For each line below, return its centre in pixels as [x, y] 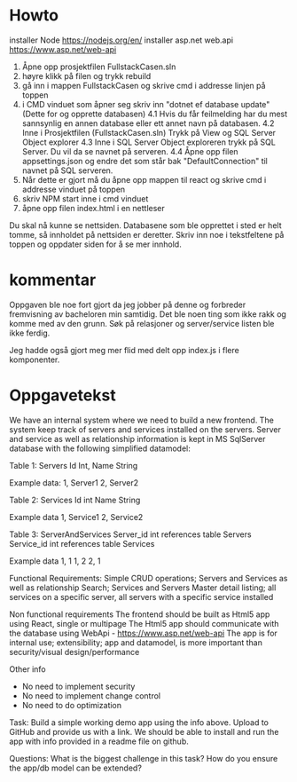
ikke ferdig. [30, 333]
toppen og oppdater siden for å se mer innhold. [95, 244]
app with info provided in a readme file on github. [99, 741]
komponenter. [35, 359]
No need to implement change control [91, 695]
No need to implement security [78, 686]
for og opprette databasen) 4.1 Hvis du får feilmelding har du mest [168, 114]
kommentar [53, 280]
